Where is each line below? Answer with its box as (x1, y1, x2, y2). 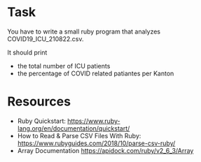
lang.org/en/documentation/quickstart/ (17, 124, 130, 133)
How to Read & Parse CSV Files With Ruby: (17, 131, 141, 140)
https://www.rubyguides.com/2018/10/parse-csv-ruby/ (17, 139, 176, 147)
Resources (7, 94, 71, 110)
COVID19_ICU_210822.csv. (7, 34, 84, 43)
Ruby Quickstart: (17, 117, 67, 125)
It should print (7, 48, 48, 57)
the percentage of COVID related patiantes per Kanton (17, 69, 174, 78)
